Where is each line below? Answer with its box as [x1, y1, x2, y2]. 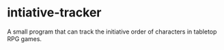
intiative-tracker [7, 5, 102, 21]
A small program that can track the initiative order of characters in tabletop [7, 27, 217, 36]
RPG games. [7, 34, 42, 42]
